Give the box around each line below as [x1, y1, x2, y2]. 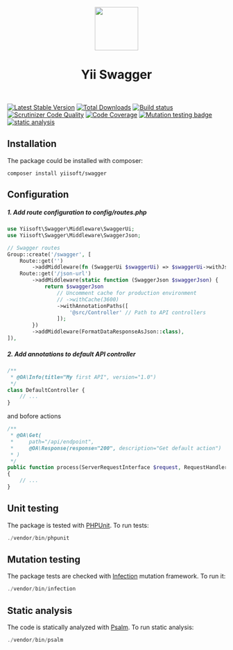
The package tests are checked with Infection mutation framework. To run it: [7, 572, 226, 581]
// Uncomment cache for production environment [56, 289, 197, 296]
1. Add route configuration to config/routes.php [7, 208, 147, 216]
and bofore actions [7, 412, 61, 420]
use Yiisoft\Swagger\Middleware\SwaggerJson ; [7, 232, 141, 239]
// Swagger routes [7, 244, 60, 251]
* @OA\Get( [10, 432, 42, 439]
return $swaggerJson [44, 283, 104, 291]
